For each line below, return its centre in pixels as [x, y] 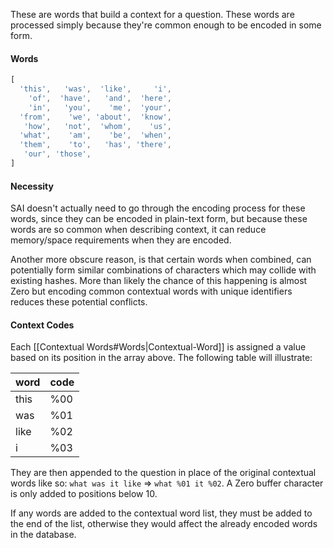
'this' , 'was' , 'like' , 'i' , [95, 89]
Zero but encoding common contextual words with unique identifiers [151, 291]
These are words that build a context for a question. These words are [152, 14]
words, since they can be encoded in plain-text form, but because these [159, 219]
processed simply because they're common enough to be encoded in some [166, 25]
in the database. [43, 535]
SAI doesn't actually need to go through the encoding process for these [158, 208]
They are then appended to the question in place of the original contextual [163, 473]
